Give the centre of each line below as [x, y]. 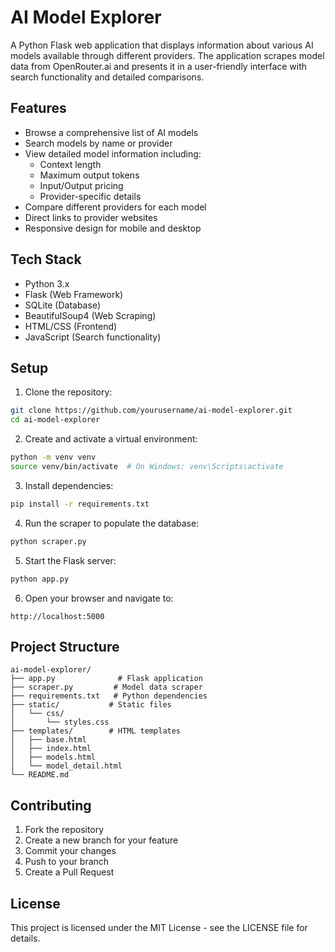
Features [38, 108]
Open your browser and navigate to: [99, 598]
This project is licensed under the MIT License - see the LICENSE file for [159, 927]
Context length [70, 164]
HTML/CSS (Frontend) [71, 326]
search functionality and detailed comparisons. [107, 77]
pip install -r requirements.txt [80, 504]
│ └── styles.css [60, 722]
